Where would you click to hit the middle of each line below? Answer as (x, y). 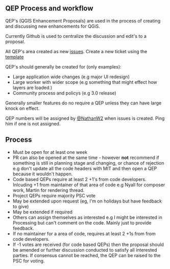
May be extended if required (43, 212)
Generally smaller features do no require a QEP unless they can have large (83, 103)
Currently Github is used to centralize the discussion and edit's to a (76, 36)
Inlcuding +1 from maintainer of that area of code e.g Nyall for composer (89, 185)
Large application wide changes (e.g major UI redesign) (71, 77)
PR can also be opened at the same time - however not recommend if (86, 158)
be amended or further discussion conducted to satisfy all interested (85, 250)
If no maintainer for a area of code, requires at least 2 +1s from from (84, 233)
